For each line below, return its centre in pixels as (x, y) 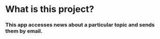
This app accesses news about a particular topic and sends (80, 25)
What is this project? (50, 9)
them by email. (24, 31)
